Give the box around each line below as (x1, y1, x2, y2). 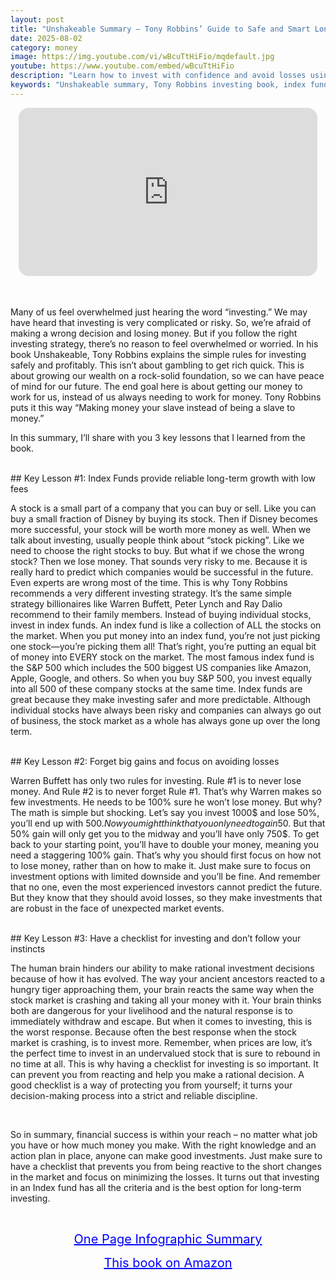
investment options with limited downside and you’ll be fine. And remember (10, 871, 321, 883)
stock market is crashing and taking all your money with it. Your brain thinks (10, 994, 322, 1006)
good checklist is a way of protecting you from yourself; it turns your (10, 1079, 293, 1091)
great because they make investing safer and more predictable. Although (10, 694, 312, 706)
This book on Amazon (103, 1255, 233, 1271)
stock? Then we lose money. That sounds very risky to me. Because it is (10, 556, 308, 568)
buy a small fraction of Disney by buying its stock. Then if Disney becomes (10, 513, 318, 525)
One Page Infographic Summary (73, 1231, 263, 1248)
